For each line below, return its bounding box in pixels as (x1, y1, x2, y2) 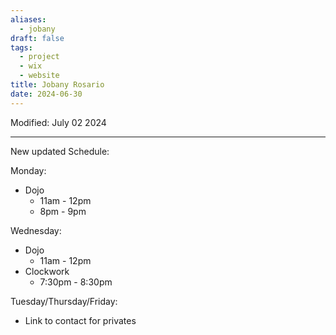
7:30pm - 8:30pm (39, 276, 113, 288)
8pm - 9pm (39, 205, 87, 217)
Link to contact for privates (24, 314, 137, 326)
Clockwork (24, 265, 70, 277)
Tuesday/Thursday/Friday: (10, 295, 118, 307)
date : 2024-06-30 (10, 89, 83, 99)
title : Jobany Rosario (10, 80, 105, 90)
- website (19, 71, 60, 81)
